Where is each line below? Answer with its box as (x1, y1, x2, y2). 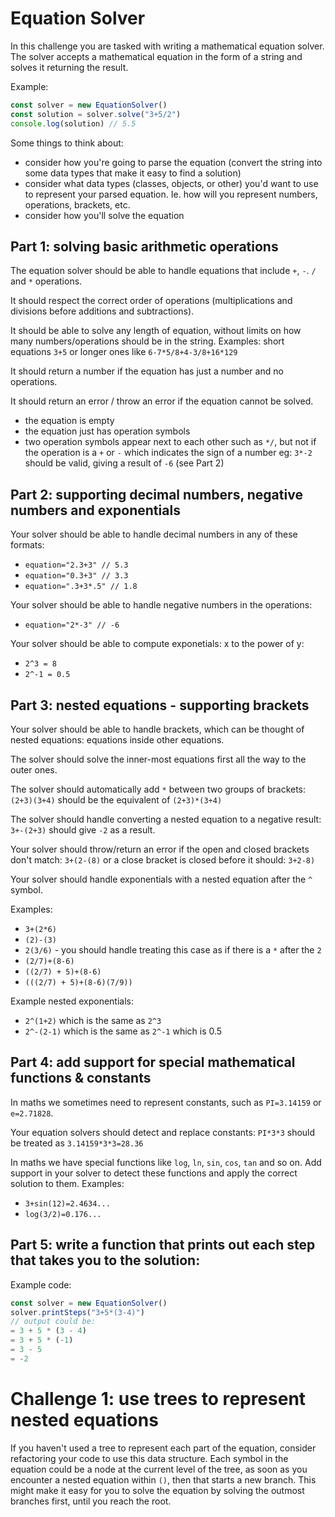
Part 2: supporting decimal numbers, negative (10, 486, 303, 503)
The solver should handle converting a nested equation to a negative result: (10, 813, 322, 825)
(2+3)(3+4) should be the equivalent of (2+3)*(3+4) (10, 794, 223, 806)
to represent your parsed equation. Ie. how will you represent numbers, (24, 188, 318, 200)
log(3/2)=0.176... (24, 1209, 102, 1219)
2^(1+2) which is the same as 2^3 (24, 1015, 162, 1026)
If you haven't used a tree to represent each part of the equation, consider (10, 1442, 317, 1454)
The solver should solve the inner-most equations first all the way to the (10, 753, 307, 765)
